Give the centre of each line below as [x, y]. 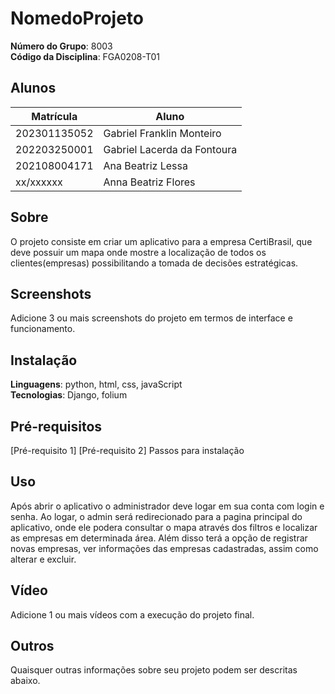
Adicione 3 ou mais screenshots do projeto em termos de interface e [151, 318]
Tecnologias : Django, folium [69, 395]
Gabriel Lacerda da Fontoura [170, 149]
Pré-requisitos [56, 426]
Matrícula [54, 116]
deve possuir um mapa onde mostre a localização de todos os [138, 252]
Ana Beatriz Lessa [145, 165]
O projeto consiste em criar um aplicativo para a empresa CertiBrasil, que [161, 241]
